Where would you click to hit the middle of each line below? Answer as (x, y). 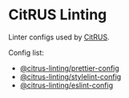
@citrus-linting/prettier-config (70, 68)
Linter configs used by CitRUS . (59, 37)
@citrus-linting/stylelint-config (71, 76)
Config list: (26, 52)
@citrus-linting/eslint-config (67, 85)
